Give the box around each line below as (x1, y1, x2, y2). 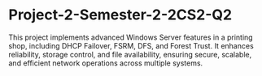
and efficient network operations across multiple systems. (8, 58, 203, 68)
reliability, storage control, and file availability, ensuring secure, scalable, (8, 49, 252, 59)
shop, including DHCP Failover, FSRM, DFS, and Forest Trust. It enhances (8, 40, 254, 50)
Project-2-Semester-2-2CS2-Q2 (8, 6, 233, 24)
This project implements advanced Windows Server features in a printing (8, 32, 254, 42)
